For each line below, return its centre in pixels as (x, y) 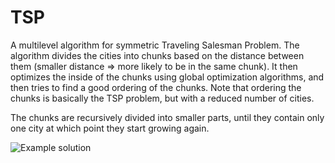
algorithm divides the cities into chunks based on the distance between (157, 55)
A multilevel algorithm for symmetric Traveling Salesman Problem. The (155, 45)
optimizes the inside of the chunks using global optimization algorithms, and (167, 77)
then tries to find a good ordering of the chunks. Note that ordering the (156, 87)
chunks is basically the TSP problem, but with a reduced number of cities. (162, 98)
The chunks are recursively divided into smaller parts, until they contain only (167, 117)
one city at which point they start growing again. (110, 128)
